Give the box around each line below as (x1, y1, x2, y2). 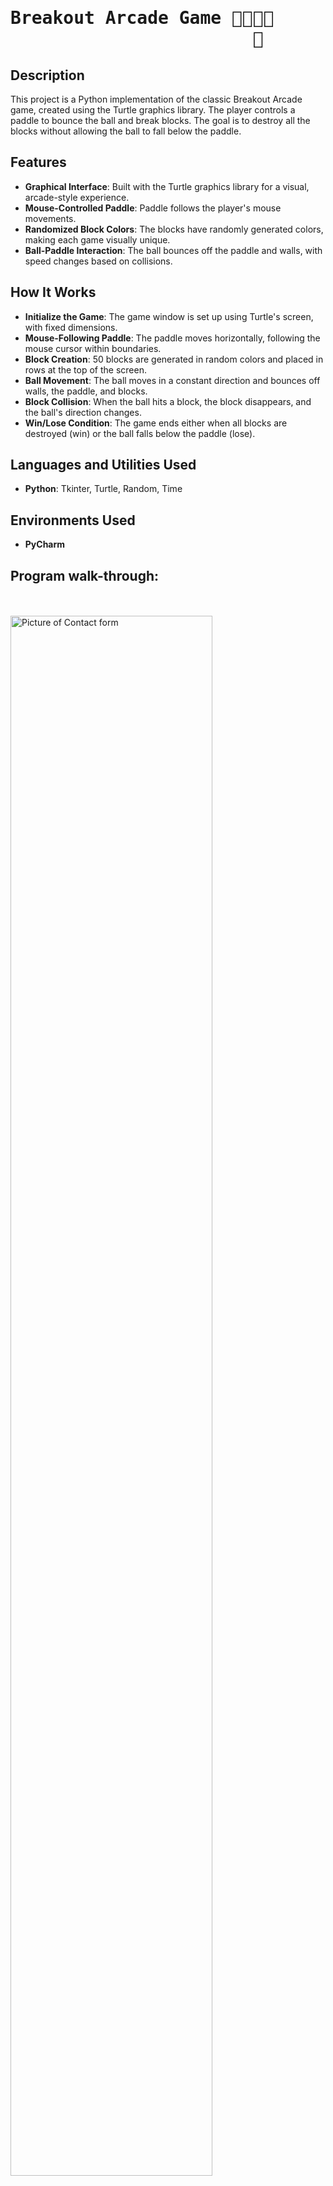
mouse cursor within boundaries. (24, 342, 162, 354)
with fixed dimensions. (24, 321, 118, 333)
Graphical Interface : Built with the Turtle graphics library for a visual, (24, 180, 310, 192)
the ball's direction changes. (24, 406, 142, 418)
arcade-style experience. (24, 191, 130, 203)
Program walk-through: (10, 567, 160, 584)
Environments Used (10, 512, 136, 529)
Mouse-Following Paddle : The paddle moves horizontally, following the (24, 332, 321, 344)
